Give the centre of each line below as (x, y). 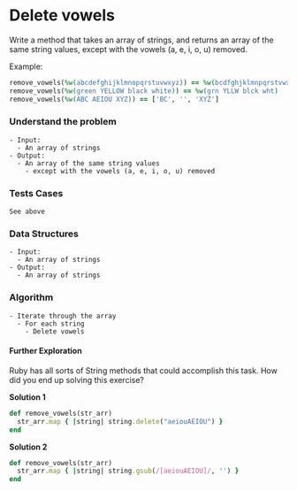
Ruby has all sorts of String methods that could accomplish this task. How (144, 370)
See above (27, 212)
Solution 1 (27, 397)
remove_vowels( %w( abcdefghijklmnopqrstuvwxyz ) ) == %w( (112, 82)
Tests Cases (36, 193)
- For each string (51, 324)
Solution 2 (28, 447)
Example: (26, 66)
